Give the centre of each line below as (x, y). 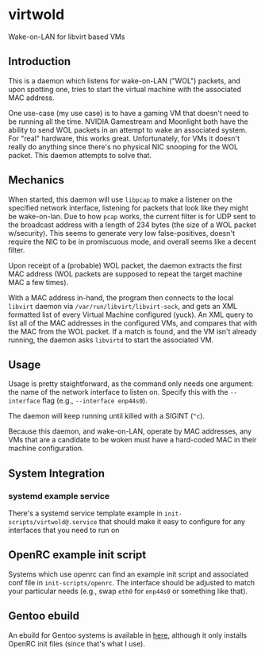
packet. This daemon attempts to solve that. (80, 155)
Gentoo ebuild (44, 616)
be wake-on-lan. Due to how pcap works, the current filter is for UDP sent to (132, 216)
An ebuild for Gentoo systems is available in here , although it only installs (128, 635)
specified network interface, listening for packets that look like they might (128, 207)
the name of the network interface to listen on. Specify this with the (118, 392)
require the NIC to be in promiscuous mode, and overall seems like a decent (132, 241)
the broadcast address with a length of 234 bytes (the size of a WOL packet (132, 225)
